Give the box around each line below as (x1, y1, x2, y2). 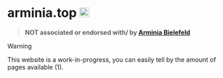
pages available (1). (7, 63, 64, 71)
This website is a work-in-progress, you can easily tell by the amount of (7, 55, 217, 64)
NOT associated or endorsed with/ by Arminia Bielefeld (24, 28, 190, 37)
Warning (7, 41, 32, 50)
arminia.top (7, 5, 77, 21)
